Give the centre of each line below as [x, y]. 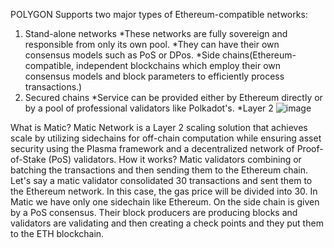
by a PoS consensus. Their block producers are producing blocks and [154, 212]
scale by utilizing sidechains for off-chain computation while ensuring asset [166, 138]
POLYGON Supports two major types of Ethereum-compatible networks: [159, 14]
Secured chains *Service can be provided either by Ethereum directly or [173, 97]
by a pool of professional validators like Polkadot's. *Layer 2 [149, 108]
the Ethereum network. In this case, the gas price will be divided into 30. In [164, 191]
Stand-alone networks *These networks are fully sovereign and [156, 33]
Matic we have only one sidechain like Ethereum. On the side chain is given [165, 202]
